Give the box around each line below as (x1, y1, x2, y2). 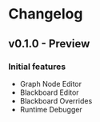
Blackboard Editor (19, 87, 79, 97)
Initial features (8, 61, 66, 72)
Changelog (8, 5, 83, 23)
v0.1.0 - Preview (8, 37, 90, 51)
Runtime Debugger (19, 104, 82, 114)
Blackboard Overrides (19, 96, 93, 105)
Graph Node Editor (19, 79, 82, 88)
